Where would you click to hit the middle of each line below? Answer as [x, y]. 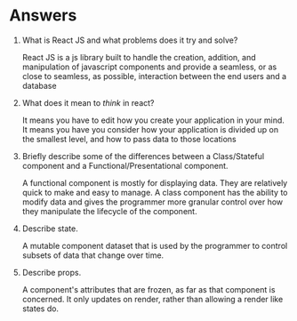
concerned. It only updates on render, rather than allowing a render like [153, 299]
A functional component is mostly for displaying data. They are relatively [155, 182]
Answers [43, 16]
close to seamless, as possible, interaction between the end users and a [154, 76]
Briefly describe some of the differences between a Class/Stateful [143, 156]
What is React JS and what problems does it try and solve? [130, 40]
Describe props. [52, 272]
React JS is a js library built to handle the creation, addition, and [139, 57]
